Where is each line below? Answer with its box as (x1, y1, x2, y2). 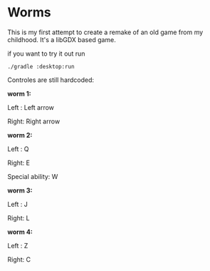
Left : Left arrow (7, 103, 55, 111)
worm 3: (7, 186, 33, 195)
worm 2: (7, 131, 33, 139)
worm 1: (7, 89, 31, 98)
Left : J (7, 200, 28, 208)
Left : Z (7, 241, 28, 250)
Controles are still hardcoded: (7, 76, 95, 84)
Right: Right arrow (7, 117, 61, 126)
